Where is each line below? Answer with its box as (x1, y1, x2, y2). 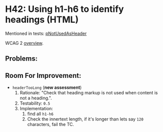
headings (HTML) (5, 14, 79, 25)
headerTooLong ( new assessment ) (12, 84, 82, 90)
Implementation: (19, 106, 53, 112)
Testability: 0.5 (19, 100, 51, 106)
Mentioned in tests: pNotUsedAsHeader (5, 30, 87, 36)
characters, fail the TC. (27, 122, 75, 128)
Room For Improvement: (5, 71, 81, 80)
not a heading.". (19, 95, 52, 101)
